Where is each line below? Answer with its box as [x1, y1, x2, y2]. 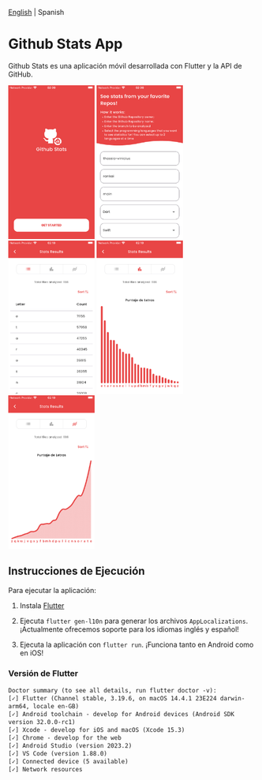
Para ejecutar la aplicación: [8, 585, 97, 595]
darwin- [219, 694, 245, 702]
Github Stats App [8, 35, 123, 53]
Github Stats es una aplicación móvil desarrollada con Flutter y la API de [8, 61, 242, 70]
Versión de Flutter [8, 667, 79, 678]
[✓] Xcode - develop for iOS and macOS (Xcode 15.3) [8, 726, 185, 733]
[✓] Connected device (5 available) [8, 757, 129, 765]
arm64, [8, 702, 30, 710]
